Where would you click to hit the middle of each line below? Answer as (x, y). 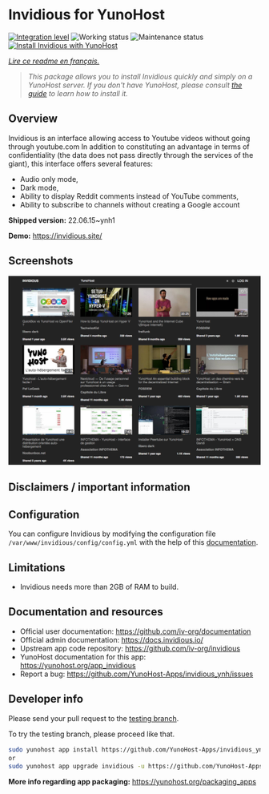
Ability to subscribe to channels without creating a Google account (130, 204)
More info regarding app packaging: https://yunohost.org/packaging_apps (132, 782)
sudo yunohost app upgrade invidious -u (77, 767)
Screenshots (41, 261)
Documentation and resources (86, 612)
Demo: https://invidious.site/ (55, 236)
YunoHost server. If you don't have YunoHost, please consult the (135, 85)
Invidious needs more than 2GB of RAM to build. (99, 587)
